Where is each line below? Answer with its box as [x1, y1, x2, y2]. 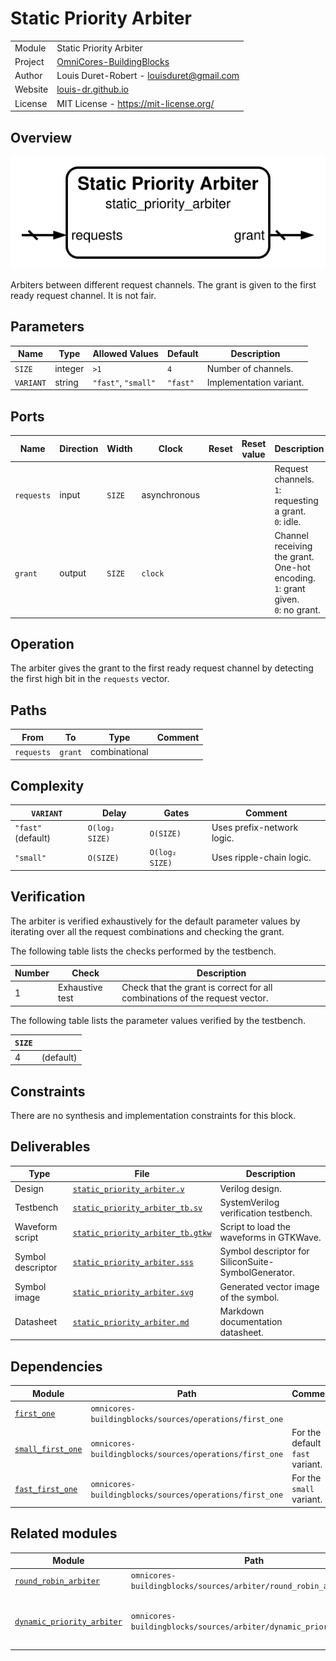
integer [54, 362, 85, 374]
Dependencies [10, 1358, 103, 1375]
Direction [59, 443, 99, 455]
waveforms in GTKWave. [219, 1232, 322, 1243]
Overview [10, 129, 73, 146]
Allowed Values [92, 348, 159, 360]
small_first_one [14, 1444, 83, 1454]
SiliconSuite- [219, 1256, 275, 1268]
